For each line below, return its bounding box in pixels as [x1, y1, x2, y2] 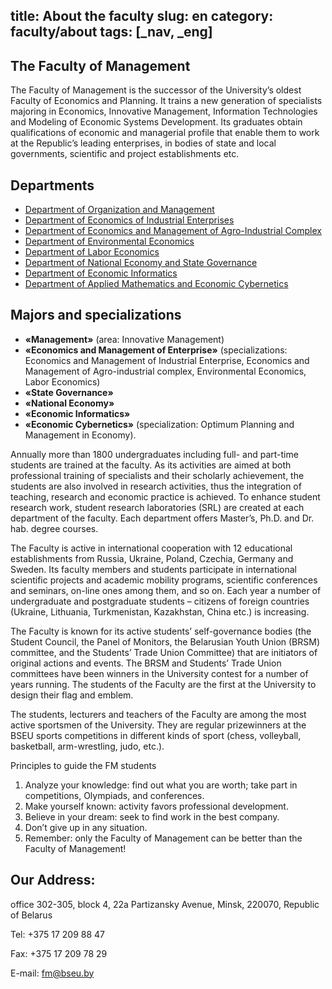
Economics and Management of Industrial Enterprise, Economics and [24, 354, 310, 366]
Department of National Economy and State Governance [24, 257, 258, 269]
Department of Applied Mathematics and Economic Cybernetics [24, 278, 289, 290]
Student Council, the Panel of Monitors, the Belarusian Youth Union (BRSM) [10, 635, 321, 648]
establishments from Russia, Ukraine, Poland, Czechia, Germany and [10, 552, 294, 564]
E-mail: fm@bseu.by [10, 967, 95, 979]
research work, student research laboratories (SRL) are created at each [10, 501, 305, 513]
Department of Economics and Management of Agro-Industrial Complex [24, 225, 322, 237]
